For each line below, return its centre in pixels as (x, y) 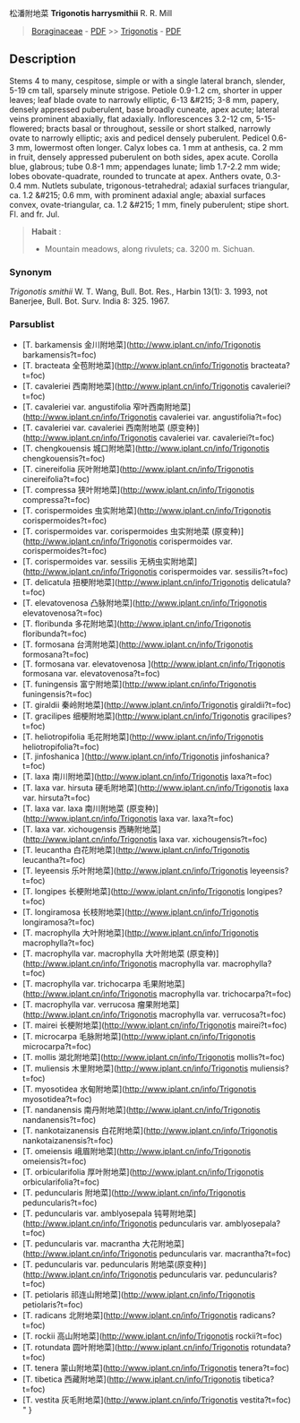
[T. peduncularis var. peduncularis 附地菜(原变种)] (114, 1264)
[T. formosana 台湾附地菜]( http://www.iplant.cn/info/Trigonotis (137, 644)
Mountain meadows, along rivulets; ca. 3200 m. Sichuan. (150, 248)
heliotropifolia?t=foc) (61, 747)
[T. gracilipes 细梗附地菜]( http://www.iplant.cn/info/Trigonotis (136, 716)
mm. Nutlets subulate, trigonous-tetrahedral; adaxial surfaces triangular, (157, 185)
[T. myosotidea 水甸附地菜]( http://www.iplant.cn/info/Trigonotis (139, 1089)
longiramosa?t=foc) (58, 922)
